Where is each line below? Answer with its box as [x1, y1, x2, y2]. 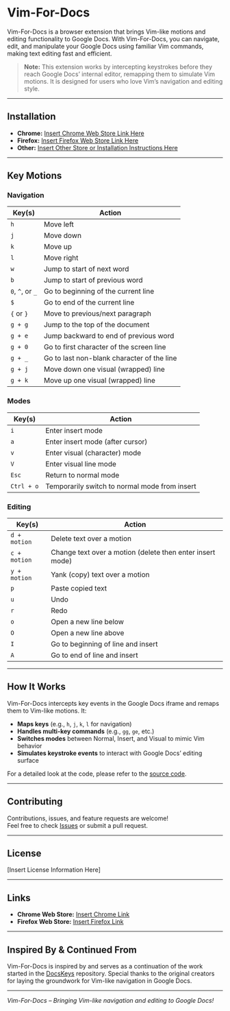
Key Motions [7, 170, 62, 182]
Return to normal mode [45, 470, 120, 479]
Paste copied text [51, 584, 107, 593]
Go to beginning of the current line [43, 287, 155, 296]
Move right [43, 253, 79, 263]
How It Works [7, 681, 66, 693]
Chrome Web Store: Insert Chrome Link [16, 910, 130, 918]
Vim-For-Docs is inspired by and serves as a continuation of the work [7, 962, 203, 971]
